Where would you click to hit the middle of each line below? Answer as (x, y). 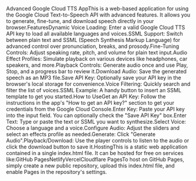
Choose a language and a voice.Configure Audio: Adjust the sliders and (93, 128)
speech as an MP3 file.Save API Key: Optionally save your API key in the (94, 77)
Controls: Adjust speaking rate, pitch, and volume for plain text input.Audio (97, 52)
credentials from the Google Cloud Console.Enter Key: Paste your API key (95, 109)
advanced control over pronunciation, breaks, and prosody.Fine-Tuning (93, 46)
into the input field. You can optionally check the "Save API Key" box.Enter (97, 115)
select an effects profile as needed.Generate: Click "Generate (81, 134)
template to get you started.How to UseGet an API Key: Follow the (86, 96)
